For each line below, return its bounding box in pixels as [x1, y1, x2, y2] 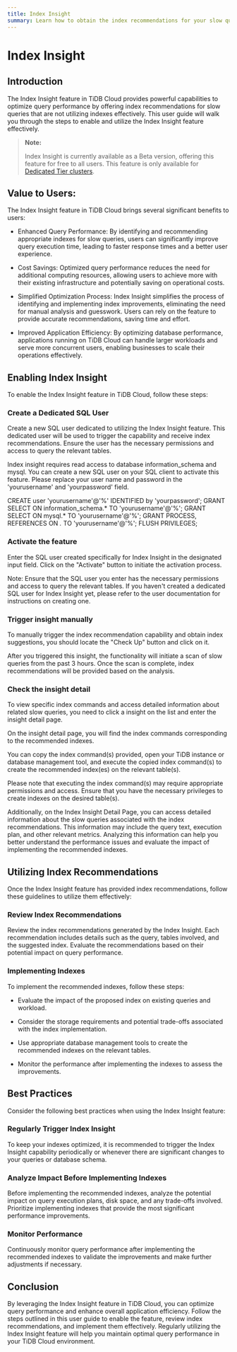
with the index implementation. [17, 1024, 107, 1033]
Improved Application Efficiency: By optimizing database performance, [17, 328, 224, 337]
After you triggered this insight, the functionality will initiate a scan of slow [7, 652, 223, 660]
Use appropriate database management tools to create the [17, 1038, 188, 1047]
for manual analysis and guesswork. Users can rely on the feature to [17, 307, 217, 316]
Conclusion [7, 1281, 59, 1293]
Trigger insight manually [7, 614, 93, 624]
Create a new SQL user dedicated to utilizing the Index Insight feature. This [7, 424, 226, 432]
